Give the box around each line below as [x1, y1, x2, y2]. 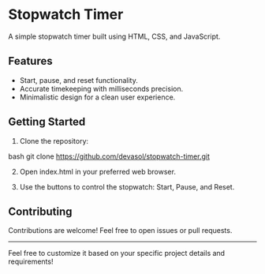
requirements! [8, 257, 54, 266]
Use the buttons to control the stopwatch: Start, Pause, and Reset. [19, 182, 235, 191]
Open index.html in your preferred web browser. [19, 167, 176, 176]
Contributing [8, 205, 73, 218]
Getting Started [8, 115, 86, 129]
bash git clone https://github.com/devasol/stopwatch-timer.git [8, 152, 211, 161]
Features [8, 54, 53, 68]
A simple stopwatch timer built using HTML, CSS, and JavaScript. [8, 32, 221, 41]
